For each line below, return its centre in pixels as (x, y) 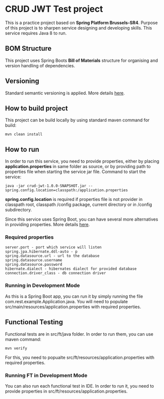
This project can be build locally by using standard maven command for (77, 120)
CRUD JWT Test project (54, 9)
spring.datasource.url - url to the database (52, 256)
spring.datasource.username (34, 260)
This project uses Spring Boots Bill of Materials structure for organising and (82, 60)
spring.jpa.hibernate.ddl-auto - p (41, 252)
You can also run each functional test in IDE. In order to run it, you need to (80, 386)
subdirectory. (19, 210)
